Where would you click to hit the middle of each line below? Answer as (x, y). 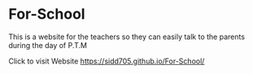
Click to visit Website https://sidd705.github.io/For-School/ (107, 61)
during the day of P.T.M (48, 45)
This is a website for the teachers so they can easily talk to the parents (127, 37)
